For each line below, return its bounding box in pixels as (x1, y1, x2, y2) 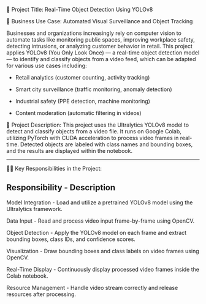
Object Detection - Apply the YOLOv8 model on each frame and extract (6, 229, 187, 236)
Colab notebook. (6, 272, 48, 280)
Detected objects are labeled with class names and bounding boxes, (20, 141, 193, 148)
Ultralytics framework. (6, 205, 63, 212)
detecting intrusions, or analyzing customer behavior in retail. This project (6, 43, 193, 50)
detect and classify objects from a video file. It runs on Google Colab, (6, 128, 182, 135)
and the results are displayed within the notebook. (6, 147, 133, 154)
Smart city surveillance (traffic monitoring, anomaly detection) (15, 86, 173, 93)
